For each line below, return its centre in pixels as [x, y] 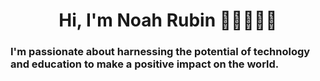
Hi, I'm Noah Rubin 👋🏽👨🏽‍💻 [168, 20]
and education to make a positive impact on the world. [145, 64]
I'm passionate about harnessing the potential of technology [160, 52]
